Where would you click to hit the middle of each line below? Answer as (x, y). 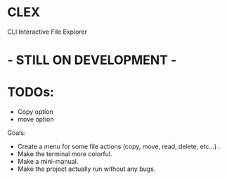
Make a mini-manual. (48, 162)
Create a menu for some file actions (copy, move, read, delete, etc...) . (119, 147)
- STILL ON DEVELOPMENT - (92, 60)
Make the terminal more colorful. (65, 154)
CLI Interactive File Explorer (47, 32)
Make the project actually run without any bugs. (86, 169)
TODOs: (31, 92)
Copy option (35, 112)
